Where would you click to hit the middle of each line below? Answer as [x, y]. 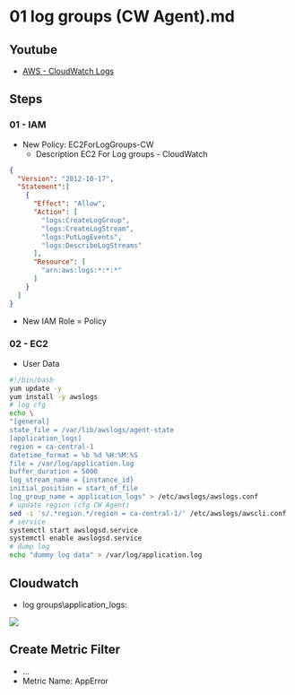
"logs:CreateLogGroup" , [86, 220]
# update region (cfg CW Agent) [69, 505]
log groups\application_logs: [74, 604]
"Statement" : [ [43, 187]
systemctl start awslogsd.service [74, 530]
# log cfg [28, 405]
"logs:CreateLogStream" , [88, 229]
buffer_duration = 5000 [54, 472]
